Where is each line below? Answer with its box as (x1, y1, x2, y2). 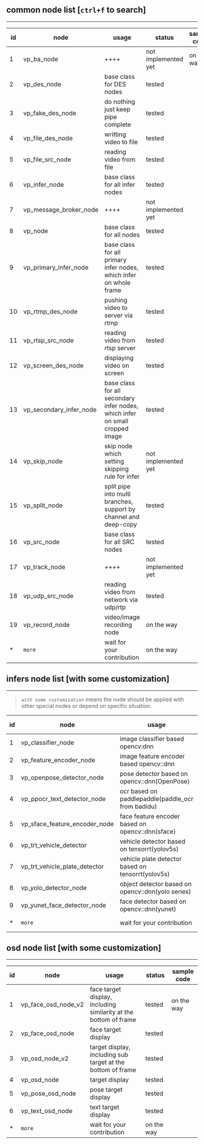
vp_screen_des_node (23, 361, 84, 370)
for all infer (104, 180, 135, 189)
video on (104, 361, 129, 370)
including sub (90, 1050, 129, 1059)
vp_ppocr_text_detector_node (21, 794, 106, 803)
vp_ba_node (23, 55, 59, 63)
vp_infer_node (23, 180, 64, 189)
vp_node (23, 226, 49, 235)
